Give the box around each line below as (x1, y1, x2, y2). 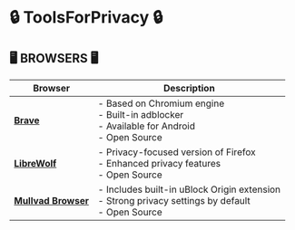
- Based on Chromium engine (97, 97, 225, 110)
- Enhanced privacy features (97, 158, 221, 169)
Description (162, 82, 215, 94)
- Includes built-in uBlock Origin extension (97, 183, 281, 196)
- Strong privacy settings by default (97, 195, 251, 206)
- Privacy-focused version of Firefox (97, 146, 256, 158)
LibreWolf (14, 158, 57, 169)
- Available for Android (97, 120, 195, 132)
